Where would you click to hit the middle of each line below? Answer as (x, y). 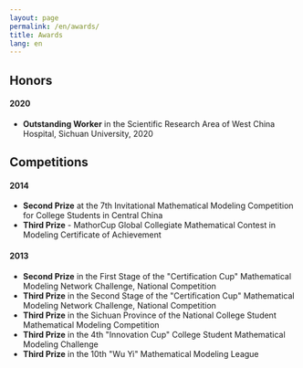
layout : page (34, 18)
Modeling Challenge (60, 344)
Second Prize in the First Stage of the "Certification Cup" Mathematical (157, 276)
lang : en (26, 43)
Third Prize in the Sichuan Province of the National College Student (149, 315)
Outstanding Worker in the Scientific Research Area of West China (149, 123)
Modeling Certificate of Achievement (92, 235)
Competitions (49, 162)
